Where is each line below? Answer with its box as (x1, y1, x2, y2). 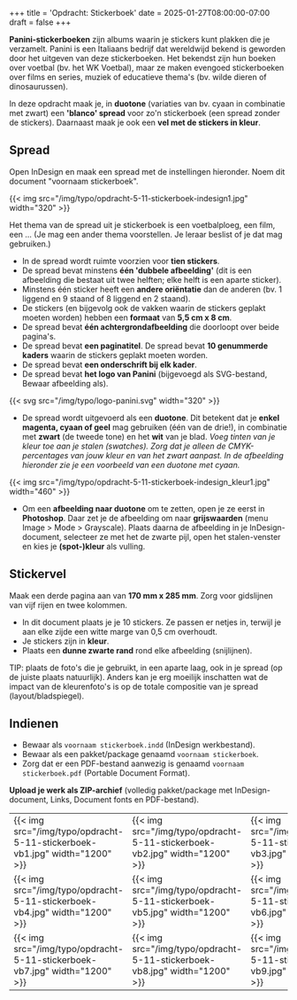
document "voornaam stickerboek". (9, 176, 139, 186)
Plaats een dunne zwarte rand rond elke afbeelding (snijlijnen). (21, 645, 253, 655)
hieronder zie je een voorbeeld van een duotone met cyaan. (21, 459, 240, 470)
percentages (21, 449, 69, 460)
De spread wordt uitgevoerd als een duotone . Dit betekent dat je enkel (21, 412, 280, 423)
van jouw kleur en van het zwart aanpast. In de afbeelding (70, 449, 285, 460)
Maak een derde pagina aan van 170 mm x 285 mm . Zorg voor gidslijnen (9, 590, 274, 601)
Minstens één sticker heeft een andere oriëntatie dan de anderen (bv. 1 (21, 284, 283, 294)
